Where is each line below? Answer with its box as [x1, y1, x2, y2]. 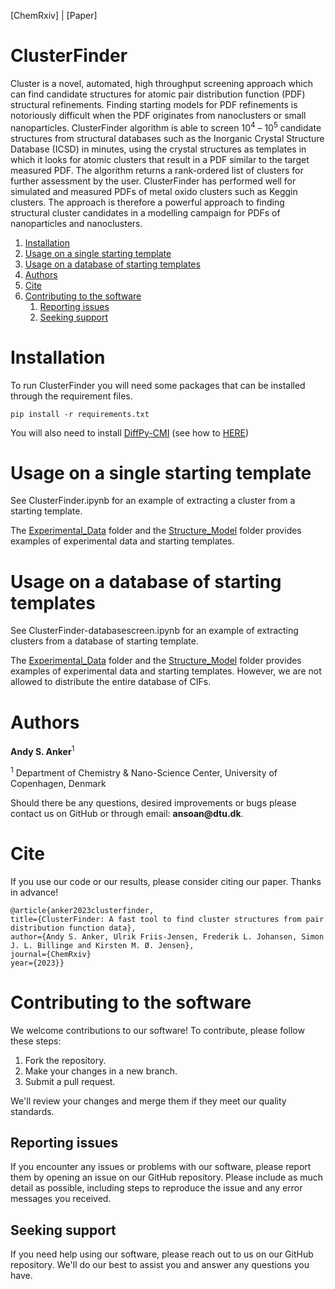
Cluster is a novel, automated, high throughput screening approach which [10, 77, 313, 89]
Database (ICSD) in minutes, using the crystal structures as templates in [10, 143, 307, 155]
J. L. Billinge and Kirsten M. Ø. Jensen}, [10, 940, 195, 950]
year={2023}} [10, 958, 65, 968]
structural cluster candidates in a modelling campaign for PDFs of [10, 206, 281, 219]
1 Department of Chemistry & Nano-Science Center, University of [10, 765, 278, 779]
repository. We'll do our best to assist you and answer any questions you [10, 1259, 310, 1271]
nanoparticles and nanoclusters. [10, 217, 143, 229]
